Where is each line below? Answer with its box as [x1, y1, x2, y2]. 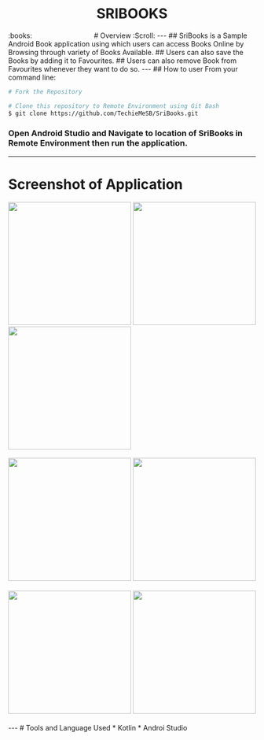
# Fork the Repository [8, 87, 82, 95]
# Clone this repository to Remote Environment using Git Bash [8, 102, 220, 110]
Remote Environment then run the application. [8, 138, 189, 149]
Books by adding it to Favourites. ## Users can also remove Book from [8, 56, 237, 65]
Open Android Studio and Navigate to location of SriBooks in [8, 128, 244, 139]
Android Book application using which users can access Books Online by [8, 39, 244, 48]
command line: [8, 72, 57, 82]
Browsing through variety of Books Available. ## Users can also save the [8, 47, 244, 57]
